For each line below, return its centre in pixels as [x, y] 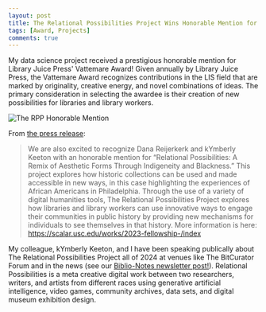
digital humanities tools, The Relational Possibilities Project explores [139, 200]
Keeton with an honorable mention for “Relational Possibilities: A [133, 158]
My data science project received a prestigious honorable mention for [122, 60]
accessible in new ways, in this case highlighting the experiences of [139, 183]
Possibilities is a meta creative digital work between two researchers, [121, 275]
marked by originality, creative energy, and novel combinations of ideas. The [133, 86]
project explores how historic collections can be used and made [132, 174]
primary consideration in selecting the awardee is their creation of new [124, 94]
